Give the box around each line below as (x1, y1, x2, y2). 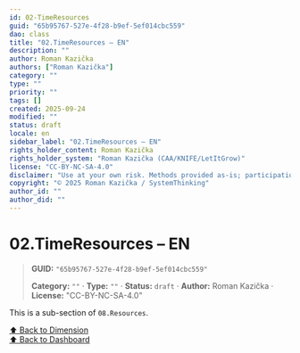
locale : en (9, 129, 50, 138)
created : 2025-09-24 (9, 104, 87, 113)
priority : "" (9, 87, 58, 96)
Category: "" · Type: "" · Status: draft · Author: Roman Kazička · (30, 280, 274, 291)
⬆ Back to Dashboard (9, 333, 90, 344)
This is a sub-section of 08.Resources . (9, 307, 149, 317)
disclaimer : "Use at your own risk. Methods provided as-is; (9, 170, 242, 179)
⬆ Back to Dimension (9, 324, 89, 335)
